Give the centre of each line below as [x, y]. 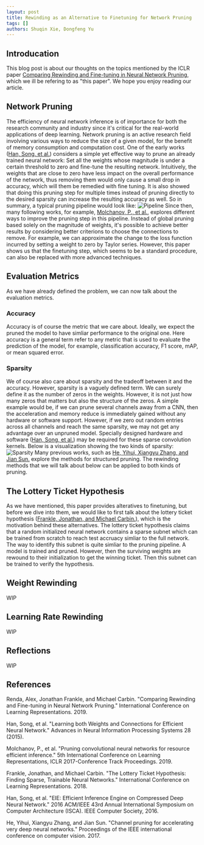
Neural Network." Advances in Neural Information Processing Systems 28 [99, 731]
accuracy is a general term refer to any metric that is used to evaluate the [98, 339]
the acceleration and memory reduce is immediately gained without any [96, 414]
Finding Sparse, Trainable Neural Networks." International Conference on [98, 780]
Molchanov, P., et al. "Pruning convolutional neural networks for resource [98, 749]
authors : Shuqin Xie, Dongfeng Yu [50, 29]
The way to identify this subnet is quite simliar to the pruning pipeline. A [96, 545]
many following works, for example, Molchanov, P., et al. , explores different [100, 212]
